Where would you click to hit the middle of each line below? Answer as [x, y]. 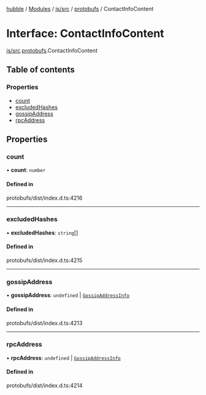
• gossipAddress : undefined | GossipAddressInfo [68, 295]
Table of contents [40, 70]
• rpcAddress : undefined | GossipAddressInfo [64, 358]
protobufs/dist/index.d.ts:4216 [44, 198]
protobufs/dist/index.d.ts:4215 [44, 260]
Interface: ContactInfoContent [85, 34]
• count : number [26, 170]
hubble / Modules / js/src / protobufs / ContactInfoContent [80, 9]
